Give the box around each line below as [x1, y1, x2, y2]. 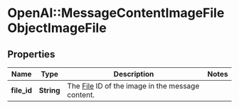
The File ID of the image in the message [67, 81, 200, 91]
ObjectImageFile [7, 20, 107, 36]
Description [113, 69, 154, 79]
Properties [7, 48, 55, 60]
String [38, 86, 60, 95]
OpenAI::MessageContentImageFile [7, 5, 225, 21]
